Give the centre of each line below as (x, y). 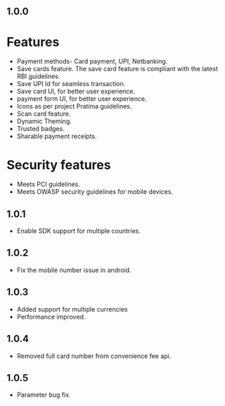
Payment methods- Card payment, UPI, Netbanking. (92, 61)
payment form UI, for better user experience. (82, 99)
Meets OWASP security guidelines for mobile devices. (95, 192)
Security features (59, 165)
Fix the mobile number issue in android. (74, 270)
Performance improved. (51, 316)
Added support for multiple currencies (72, 309)
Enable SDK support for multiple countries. (79, 231)
